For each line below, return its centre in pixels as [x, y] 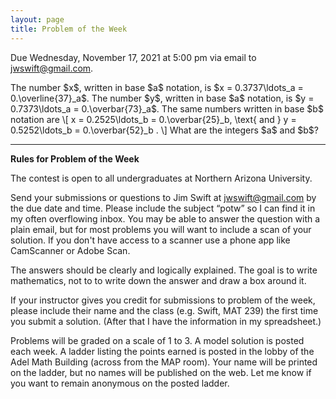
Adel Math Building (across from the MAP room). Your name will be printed [164, 362]
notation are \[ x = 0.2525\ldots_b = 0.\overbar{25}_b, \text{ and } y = [153, 119]
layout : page [37, 19]
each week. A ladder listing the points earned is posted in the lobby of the [162, 351]
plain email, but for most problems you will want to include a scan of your [161, 229]
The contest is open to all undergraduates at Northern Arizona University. [161, 178]
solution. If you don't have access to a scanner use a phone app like [150, 240]
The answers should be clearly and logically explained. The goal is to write [164, 270]
